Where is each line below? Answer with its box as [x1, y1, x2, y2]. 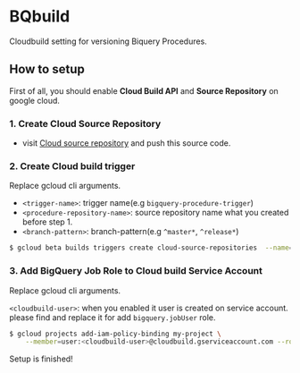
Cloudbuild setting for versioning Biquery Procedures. [9, 36, 207, 47]
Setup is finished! [9, 353, 73, 364]
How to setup [9, 62, 85, 77]
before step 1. [21, 216, 73, 227]
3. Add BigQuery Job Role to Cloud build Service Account [9, 265, 263, 277]
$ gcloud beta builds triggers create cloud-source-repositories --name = [9, 243, 294, 252]
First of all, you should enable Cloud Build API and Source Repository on [9, 85, 279, 96]
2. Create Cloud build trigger [9, 159, 136, 172]
